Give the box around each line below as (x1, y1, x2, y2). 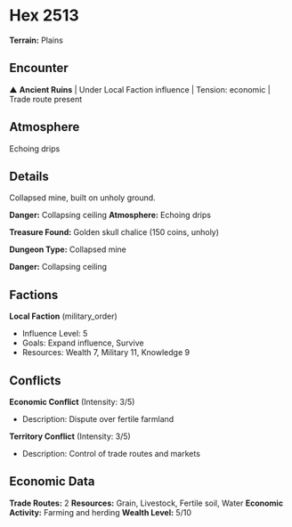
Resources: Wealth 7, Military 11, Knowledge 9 (21, 347, 190, 358)
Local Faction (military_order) (9, 311, 118, 321)
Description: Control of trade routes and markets (21, 449, 200, 458)
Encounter (9, 61, 69, 76)
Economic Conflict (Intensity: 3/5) (9, 397, 135, 407)
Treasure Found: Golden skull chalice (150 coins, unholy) (9, 227, 220, 238)
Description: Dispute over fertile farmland (21, 414, 174, 424)
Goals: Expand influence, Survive (21, 337, 144, 348)
